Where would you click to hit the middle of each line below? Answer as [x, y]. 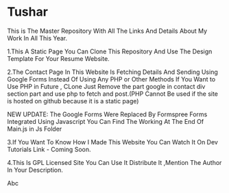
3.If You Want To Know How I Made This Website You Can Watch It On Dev [112, 142]
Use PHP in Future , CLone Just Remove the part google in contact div [106, 86]
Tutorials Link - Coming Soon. [49, 149]
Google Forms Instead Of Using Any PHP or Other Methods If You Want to [111, 79]
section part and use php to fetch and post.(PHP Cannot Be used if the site [112, 94]
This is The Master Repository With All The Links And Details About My [107, 31]
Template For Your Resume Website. [58, 58]
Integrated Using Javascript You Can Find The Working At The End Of [106, 121]
